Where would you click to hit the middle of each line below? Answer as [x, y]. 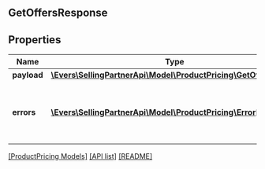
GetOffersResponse [58, 13]
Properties [35, 40]
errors [24, 112]
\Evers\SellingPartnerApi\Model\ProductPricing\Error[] [157, 112]
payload [28, 75]
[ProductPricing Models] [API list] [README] [80, 156]
